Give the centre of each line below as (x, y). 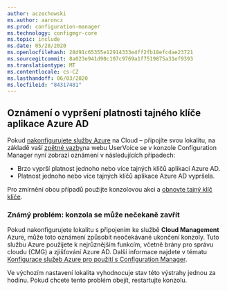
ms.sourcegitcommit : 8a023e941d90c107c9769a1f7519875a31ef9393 (100, 59)
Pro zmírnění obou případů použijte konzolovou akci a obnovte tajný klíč (110, 190)
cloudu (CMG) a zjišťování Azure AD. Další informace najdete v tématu (107, 252)
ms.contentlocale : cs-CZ (43, 72)
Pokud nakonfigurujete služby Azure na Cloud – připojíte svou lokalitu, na (111, 140)
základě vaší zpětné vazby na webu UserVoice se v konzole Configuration (112, 148)
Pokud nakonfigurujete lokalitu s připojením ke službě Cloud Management (113, 230)
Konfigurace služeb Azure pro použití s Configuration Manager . (97, 259)
